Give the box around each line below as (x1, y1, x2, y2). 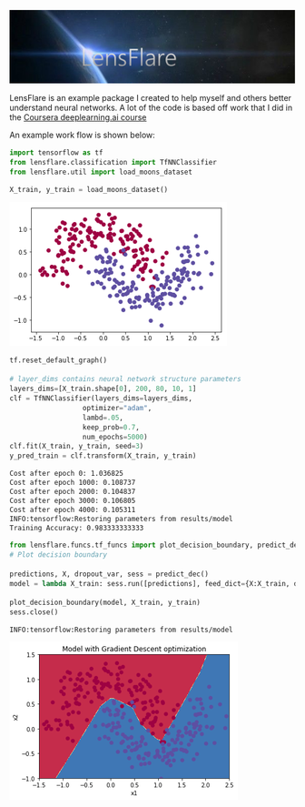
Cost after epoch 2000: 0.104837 (9, 488, 136, 497)
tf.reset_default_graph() (9, 356, 107, 365)
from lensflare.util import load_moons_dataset (9, 167, 193, 177)
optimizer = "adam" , (82, 403, 152, 412)
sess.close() (9, 608, 59, 617)
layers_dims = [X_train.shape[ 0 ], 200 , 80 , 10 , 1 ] (9, 384, 197, 394)
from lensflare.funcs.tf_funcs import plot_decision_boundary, (9, 540, 254, 550)
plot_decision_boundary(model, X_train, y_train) (9, 598, 202, 608)
